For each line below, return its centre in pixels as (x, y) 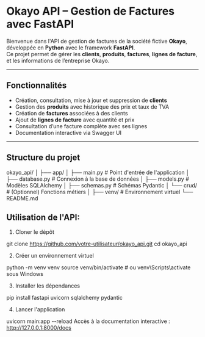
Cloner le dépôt (35, 232)
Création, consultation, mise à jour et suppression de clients (91, 100)
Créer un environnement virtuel (55, 256)
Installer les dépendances (48, 286)
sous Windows (25, 274)
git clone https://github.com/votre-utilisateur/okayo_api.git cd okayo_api (97, 244)
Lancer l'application (40, 310)
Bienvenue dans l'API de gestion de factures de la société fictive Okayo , (97, 41)
